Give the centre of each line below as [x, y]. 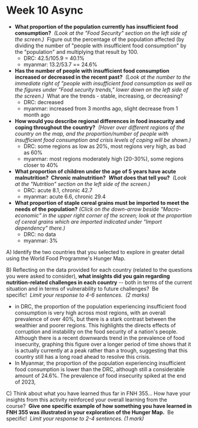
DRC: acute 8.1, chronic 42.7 [58, 190]
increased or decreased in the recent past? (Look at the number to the [103, 77]
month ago [37, 115]
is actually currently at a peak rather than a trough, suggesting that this [101, 350]
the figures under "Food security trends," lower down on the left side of [101, 89]
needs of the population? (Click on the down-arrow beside [87, 209]
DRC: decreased [43, 102]
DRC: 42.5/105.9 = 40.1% [54, 58]
